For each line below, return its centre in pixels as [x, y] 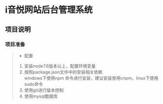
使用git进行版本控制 [44, 90]
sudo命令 [34, 84]
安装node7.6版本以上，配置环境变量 [60, 66]
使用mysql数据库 [41, 96]
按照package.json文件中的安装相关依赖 [63, 72]
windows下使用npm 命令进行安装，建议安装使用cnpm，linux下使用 [91, 78]
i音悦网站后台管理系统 [49, 10]
